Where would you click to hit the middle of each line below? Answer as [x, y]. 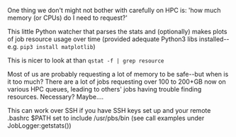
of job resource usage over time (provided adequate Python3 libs [102, 39]
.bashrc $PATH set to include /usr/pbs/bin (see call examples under [106, 118]
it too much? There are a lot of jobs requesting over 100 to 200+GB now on [117, 82]
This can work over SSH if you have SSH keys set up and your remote [109, 110]
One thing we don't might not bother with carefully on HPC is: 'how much [114, 10]
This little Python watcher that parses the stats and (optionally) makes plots [117, 32]
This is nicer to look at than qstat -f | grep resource [86, 60]
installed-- [214, 39]
